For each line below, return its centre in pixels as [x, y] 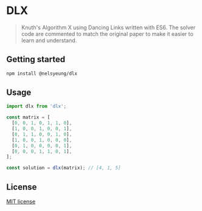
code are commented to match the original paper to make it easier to [107, 33]
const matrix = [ [28, 117]
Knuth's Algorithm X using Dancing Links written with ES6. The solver [108, 27]
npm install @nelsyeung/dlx [42, 74]
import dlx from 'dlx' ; [37, 106]
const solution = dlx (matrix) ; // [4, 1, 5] [64, 168]
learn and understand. [49, 40]
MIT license [21, 202]
